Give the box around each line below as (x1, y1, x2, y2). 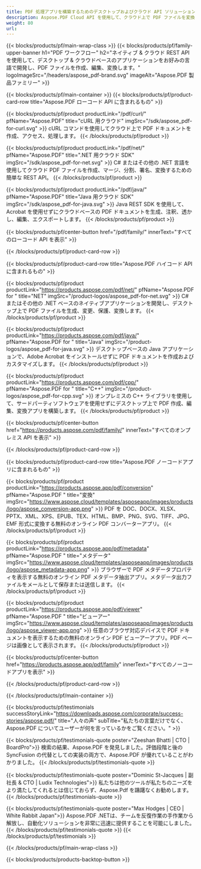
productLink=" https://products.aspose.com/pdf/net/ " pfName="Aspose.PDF (6, 286, 194, 293)
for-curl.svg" (6, 125, 38, 132)
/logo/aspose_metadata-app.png (6, 566, 88, 573)
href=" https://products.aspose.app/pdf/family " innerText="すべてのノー (6, 661, 182, 668)
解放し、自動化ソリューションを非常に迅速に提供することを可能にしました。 (6, 820, 195, 827)
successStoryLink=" (6, 710, 56, 717)
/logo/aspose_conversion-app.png (6, 505, 92, 513)
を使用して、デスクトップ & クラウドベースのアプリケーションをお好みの (6, 56, 185, 64)
